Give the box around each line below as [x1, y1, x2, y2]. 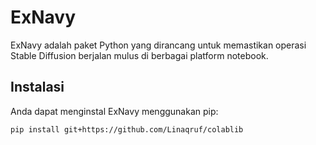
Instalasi [10, 79, 65, 96]
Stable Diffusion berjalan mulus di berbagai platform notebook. [10, 49, 269, 61]
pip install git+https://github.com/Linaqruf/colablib [10, 124, 244, 135]
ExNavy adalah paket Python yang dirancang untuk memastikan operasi [10, 39, 307, 51]
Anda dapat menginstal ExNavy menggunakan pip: [10, 105, 219, 117]
